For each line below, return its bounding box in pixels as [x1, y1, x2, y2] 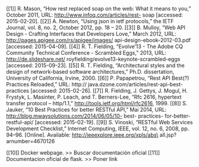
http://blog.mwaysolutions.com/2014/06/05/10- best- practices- [6, 112, 163, 119]
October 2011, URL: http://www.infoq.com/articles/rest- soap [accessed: [6, 11, 183, 18]
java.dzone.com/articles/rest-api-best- [88, 81, 183, 88]
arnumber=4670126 [6, 138, 55, 144]
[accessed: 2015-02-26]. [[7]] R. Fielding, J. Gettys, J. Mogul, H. [30, 87, 188, 94]
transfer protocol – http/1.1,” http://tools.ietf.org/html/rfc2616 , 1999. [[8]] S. [6, 100, 188, 106]
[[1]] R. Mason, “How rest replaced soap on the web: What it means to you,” [6, 5, 191, 12]
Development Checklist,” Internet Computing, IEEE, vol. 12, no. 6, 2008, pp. [6, 125, 189, 132]
